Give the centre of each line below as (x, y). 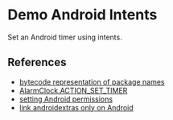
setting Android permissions (66, 99)
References (37, 62)
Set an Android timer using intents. (65, 37)
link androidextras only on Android (76, 107)
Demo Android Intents (82, 15)
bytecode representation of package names (92, 81)
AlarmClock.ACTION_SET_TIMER (73, 90)
